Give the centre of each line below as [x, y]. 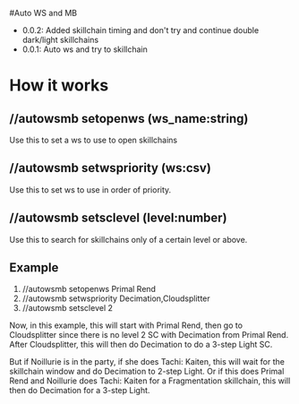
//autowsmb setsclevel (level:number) [118, 218]
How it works [59, 86]
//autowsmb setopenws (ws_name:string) [129, 119]
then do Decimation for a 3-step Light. [80, 391]
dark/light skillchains [60, 40]
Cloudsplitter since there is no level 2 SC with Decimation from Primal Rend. [149, 335]
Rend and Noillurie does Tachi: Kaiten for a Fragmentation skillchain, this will [150, 381]
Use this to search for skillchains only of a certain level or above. [128, 239]
